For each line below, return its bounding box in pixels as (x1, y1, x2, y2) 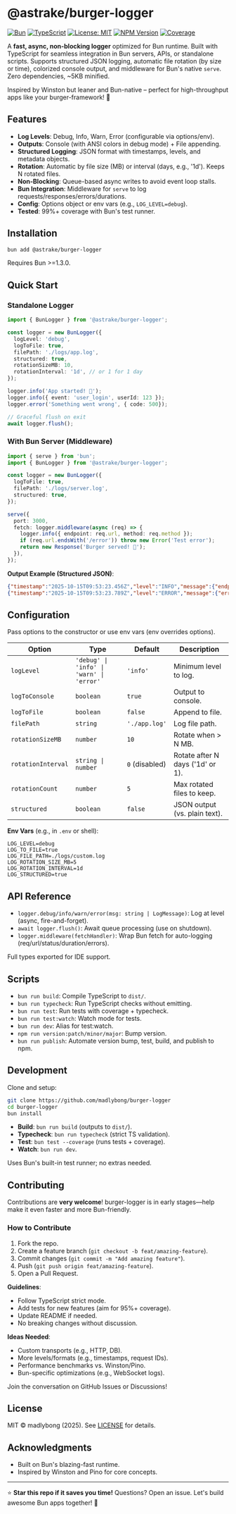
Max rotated (173, 780, 214, 790)
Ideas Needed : (7, 1332, 51, 1341)
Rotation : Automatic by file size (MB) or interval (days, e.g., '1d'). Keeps (17, 162, 225, 170)
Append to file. (173, 707, 223, 717)
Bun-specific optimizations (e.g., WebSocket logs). (17, 1368, 165, 1377)
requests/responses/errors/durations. (17, 192, 126, 200)
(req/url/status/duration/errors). (17, 939, 110, 948)
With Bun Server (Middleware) (7, 437, 113, 447)
